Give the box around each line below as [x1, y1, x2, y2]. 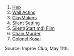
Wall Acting [12, 9, 36, 15]
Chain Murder [12, 31, 41, 36]
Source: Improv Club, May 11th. [5, 46, 69, 51]
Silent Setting [12, 20, 40, 26]
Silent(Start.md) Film [12, 25, 55, 31]
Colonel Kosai [12, 36, 41, 42]
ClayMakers [12, 15, 37, 20]
